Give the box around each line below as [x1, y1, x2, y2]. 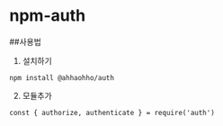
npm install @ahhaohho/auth [9, 73, 115, 82]
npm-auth [9, 5, 86, 26]
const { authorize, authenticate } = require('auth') [9, 108, 216, 117]
